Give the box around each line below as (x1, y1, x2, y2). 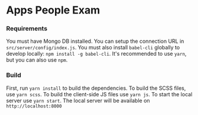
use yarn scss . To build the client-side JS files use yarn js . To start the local (6, 90, 193, 97)
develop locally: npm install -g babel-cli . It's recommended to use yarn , (6, 50, 187, 58)
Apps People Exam (6, 4, 100, 17)
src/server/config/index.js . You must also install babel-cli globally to (6, 44, 180, 51)
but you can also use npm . (6, 56, 68, 63)
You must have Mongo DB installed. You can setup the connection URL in (6, 38, 184, 45)
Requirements (6, 25, 48, 33)
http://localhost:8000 (6, 103, 62, 109)
